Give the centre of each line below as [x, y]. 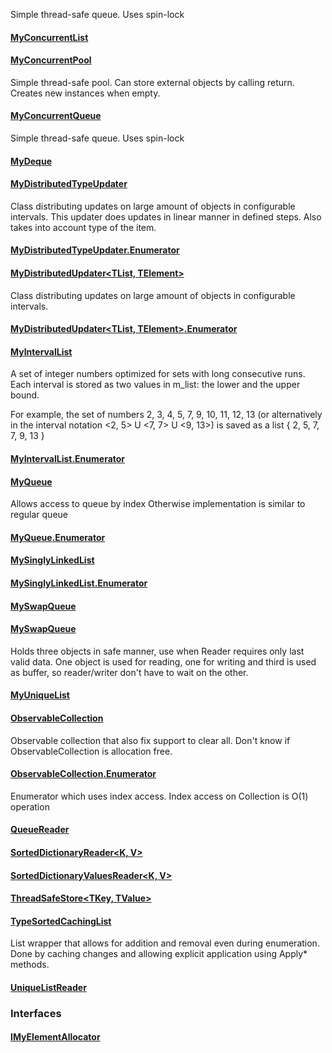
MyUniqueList [40, 695]
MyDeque [31, 161]
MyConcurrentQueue [56, 116]
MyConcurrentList [49, 37]
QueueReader [40, 830]
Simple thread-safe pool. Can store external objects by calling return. [152, 82]
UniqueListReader [48, 987]
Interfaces [36, 1013]
